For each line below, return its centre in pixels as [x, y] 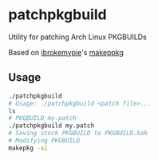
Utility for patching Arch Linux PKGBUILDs [78, 37]
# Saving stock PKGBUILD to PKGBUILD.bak [78, 134]
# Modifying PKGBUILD [44, 141]
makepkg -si [28, 148]
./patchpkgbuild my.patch [51, 126]
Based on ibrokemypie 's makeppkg [66, 52]
